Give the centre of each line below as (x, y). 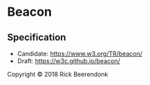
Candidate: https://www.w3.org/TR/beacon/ (80, 53)
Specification (37, 37)
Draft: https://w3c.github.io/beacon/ (68, 61)
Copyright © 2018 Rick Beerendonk (58, 74)
